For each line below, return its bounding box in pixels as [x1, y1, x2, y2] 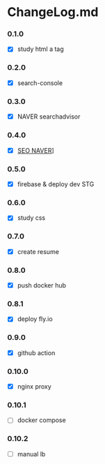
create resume [17, 247, 59, 255]
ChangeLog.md [7, 4, 99, 20]
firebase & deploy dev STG [17, 179, 95, 188]
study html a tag [17, 45, 64, 53]
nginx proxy [17, 382, 52, 391]
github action [17, 348, 56, 357]
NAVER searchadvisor [17, 112, 81, 121]
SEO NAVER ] [17, 146, 54, 154]
